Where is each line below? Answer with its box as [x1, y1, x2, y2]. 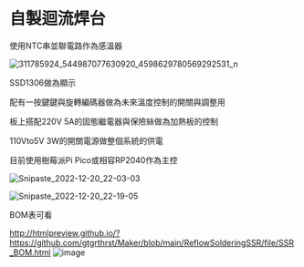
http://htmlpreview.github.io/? [9, 227, 121, 238]
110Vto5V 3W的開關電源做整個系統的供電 [9, 135, 163, 146]
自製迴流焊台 [9, 8, 107, 29]
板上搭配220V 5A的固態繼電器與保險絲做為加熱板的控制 [9, 116, 219, 127]
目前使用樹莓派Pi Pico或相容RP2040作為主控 [9, 154, 178, 165]
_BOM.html [9, 247, 51, 258]
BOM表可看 [9, 209, 53, 220]
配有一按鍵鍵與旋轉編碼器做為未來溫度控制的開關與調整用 [9, 97, 225, 108]
